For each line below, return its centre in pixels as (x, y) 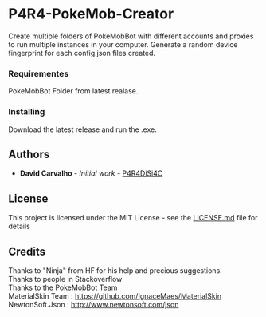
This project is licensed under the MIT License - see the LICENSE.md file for (133, 218)
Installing (27, 112)
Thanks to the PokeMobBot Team (63, 287)
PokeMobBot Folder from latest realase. (73, 91)
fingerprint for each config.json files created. (82, 53)
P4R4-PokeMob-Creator (91, 14)
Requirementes (39, 73)
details (19, 226)
